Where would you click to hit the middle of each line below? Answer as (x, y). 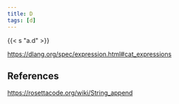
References (33, 76)
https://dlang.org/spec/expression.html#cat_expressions (89, 54)
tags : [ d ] (22, 20)
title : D (20, 14)
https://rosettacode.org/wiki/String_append (70, 93)
